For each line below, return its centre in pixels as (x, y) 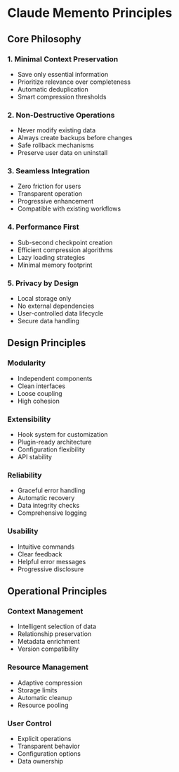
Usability (23, 531)
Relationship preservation (54, 634)
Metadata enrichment (48, 642)
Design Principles (47, 343)
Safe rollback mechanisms (56, 145)
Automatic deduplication (53, 89)
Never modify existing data (57, 130)
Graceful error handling (51, 490)
